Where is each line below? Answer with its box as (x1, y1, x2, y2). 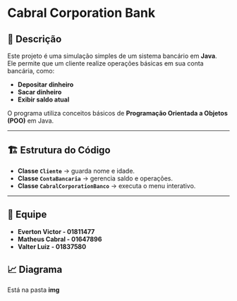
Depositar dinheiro (17, 80, 74, 89)
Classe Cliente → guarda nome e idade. (17, 166, 135, 175)
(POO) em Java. (7, 116, 54, 125)
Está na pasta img (7, 285, 60, 294)
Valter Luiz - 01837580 (17, 242, 87, 251)
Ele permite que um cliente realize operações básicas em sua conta (7, 59, 204, 68)
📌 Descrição (7, 33, 62, 45)
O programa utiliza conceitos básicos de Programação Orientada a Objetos (7, 109, 228, 117)
